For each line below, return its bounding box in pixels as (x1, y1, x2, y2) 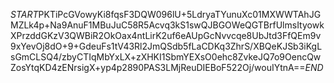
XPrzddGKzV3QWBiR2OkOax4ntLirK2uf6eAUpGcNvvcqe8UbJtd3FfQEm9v (10, 30, 322, 41)
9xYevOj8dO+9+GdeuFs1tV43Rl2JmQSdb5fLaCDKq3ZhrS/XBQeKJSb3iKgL (10, 40, 323, 52)
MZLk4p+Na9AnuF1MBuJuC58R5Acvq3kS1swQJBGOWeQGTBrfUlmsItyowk (10, 19, 325, 31)
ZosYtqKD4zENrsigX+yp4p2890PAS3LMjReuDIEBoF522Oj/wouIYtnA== (10, 62, 306, 73)
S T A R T (10, 9, 39, 20)
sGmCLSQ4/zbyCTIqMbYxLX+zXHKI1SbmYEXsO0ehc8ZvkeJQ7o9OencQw (10, 51, 322, 63)
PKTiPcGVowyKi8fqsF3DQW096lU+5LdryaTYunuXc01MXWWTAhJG (38, 9, 322, 20)
